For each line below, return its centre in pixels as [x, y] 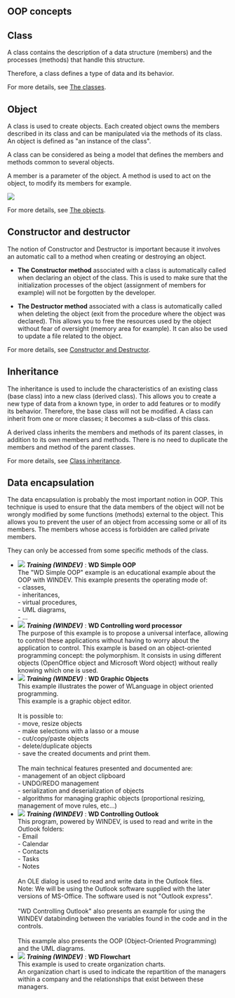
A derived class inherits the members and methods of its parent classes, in [115, 432]
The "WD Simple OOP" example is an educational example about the [116, 573]
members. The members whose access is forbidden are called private [108, 529]
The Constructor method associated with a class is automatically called [122, 270]
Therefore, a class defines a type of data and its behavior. [90, 74]
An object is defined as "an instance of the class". [79, 141]
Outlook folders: [41, 829]
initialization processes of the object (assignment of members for [112, 285]
